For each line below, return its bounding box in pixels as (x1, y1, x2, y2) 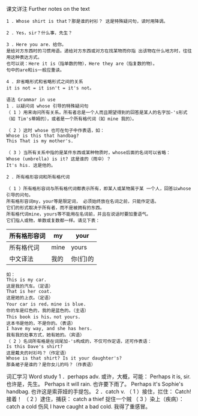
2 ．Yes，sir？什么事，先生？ (6, 30, 73, 36)
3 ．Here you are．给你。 (6, 41, 67, 47)
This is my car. (6, 277, 47, 283)
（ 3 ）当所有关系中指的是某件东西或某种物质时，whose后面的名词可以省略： (6, 149, 171, 155)
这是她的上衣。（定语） (6, 295, 53, 301)
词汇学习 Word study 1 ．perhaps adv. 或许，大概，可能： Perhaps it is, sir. (6, 373, 191, 380)
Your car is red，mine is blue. (6, 301, 86, 307)
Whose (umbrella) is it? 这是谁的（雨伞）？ (6, 156, 111, 162)
